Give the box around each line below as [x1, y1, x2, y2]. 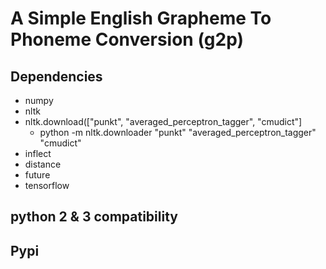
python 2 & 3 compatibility [10, 208, 178, 226]
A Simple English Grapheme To [10, 7, 272, 30]
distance [24, 158, 62, 170]
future [24, 169, 51, 181]
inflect [24, 148, 52, 159]
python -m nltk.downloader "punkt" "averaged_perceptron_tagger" [39, 127, 317, 138]
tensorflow [24, 180, 70, 191]
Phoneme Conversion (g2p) [10, 28, 245, 51]
